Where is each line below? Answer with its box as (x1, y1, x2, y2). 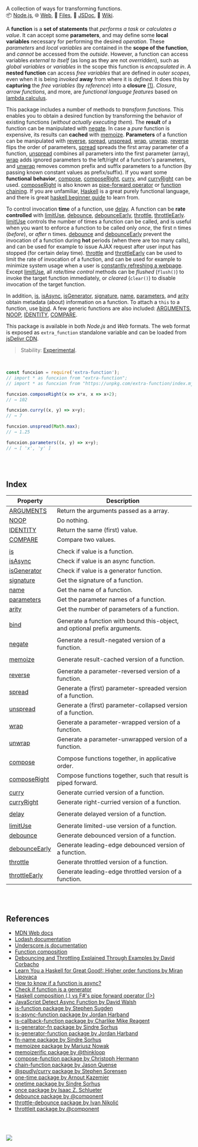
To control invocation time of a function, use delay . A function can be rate (6, 205, 186, 212)
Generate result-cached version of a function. (57, 655, 184, 664)
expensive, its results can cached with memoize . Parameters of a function (6, 131, 187, 138)
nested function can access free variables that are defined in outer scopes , (6, 69, 191, 76)
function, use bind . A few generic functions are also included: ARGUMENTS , (6, 305, 192, 312)
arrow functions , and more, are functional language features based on (6, 88, 178, 95)
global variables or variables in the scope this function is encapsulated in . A (6, 63, 192, 70)
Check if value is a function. (57, 547, 134, 555)
